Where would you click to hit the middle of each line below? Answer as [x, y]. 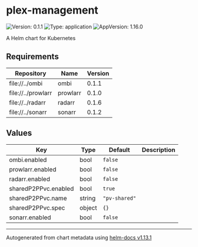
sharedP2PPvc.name [38, 198]
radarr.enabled [29, 179]
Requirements [32, 57]
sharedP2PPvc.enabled [42, 188]
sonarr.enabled [30, 217]
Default [119, 149]
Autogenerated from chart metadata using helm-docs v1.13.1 [79, 238]
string [88, 198]
